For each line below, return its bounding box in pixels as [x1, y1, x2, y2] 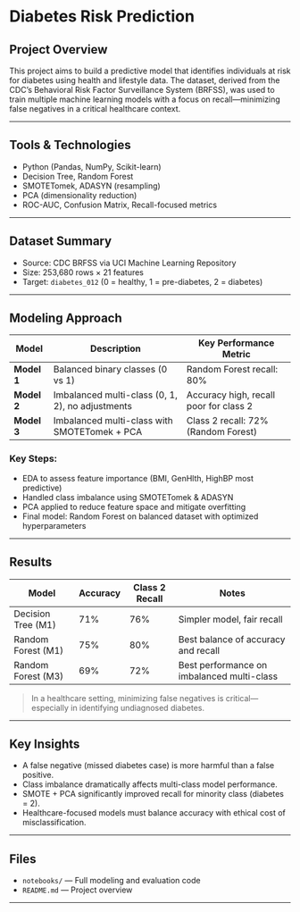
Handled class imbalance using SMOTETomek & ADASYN [21, 491, 234, 502]
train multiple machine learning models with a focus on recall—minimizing [9, 94, 280, 105]
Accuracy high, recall [186, 389, 275, 401]
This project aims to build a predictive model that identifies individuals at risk [9, 65, 292, 76]
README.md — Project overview [21, 884, 133, 895]
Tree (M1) [13, 618, 56, 631]
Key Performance [197, 337, 275, 349]
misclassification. [21, 817, 87, 828]
